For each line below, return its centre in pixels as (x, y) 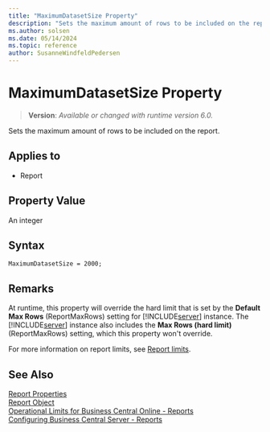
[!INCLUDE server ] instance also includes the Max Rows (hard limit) (120, 325)
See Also (31, 374)
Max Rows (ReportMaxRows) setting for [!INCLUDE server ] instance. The (129, 317)
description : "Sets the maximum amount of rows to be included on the (129, 23)
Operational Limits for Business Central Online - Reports (101, 411)
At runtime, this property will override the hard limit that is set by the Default (135, 308)
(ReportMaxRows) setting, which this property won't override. (110, 334)
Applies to (35, 156)
